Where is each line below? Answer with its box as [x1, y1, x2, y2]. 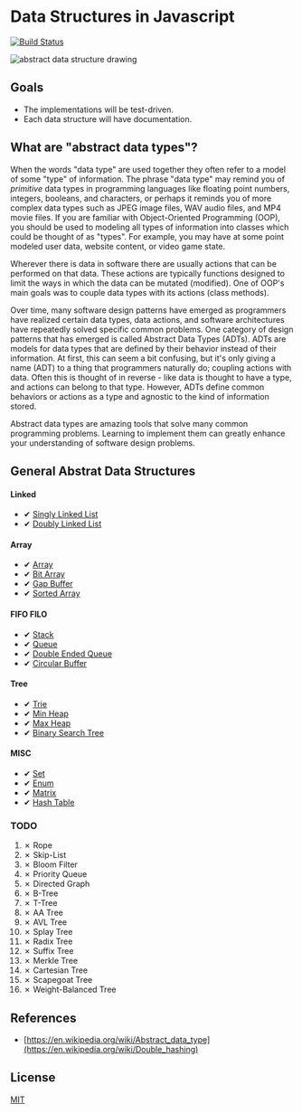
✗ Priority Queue [23, 869, 88, 880]
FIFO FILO [10, 608, 48, 619]
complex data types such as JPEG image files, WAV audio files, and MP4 [10, 202, 281, 213]
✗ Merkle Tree [23, 956, 79, 967]
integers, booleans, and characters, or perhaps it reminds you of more [10, 193, 272, 203]
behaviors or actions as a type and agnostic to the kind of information [10, 391, 269, 401]
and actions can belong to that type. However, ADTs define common [10, 382, 265, 392]
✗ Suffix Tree [23, 946, 74, 957]
